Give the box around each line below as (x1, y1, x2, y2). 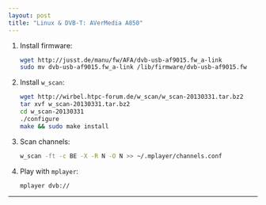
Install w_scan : (19, 78, 65, 87)
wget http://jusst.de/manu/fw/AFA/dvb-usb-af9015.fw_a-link (19, 56, 222, 64)
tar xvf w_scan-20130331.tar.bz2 (19, 101, 131, 108)
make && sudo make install (19, 122, 109, 131)
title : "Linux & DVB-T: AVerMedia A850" (8, 19, 144, 27)
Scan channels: (19, 136, 70, 146)
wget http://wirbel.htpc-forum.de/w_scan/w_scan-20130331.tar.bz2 (19, 93, 244, 101)
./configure (19, 115, 59, 123)
